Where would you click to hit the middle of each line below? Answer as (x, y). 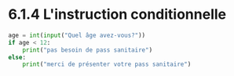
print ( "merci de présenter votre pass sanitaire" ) (107, 64)
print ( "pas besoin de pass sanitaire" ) (88, 50)
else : (17, 57)
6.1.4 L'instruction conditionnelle (117, 14)
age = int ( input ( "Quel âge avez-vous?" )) (77, 35)
